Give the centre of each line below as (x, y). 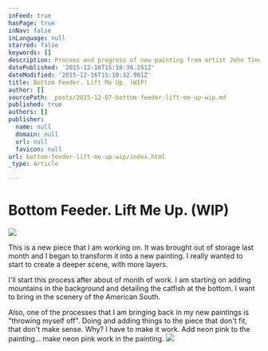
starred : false (33, 45)
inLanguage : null (37, 38)
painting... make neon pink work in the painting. (86, 339)
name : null (33, 127)
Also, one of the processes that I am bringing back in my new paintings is (129, 313)
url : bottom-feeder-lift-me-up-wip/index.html (87, 156)
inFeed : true (30, 16)
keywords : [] (30, 53)
